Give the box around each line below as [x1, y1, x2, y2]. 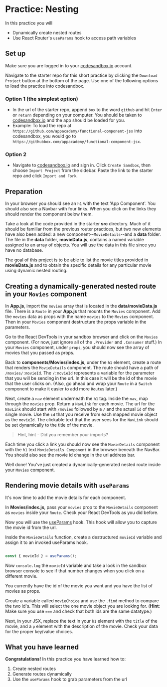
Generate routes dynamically [12, 671, 72, 677]
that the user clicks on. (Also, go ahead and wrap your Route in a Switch [5, 380, 152, 386]
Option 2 [5, 151, 26, 158]
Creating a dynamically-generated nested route [5, 282, 157, 290]
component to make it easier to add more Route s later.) [5, 385, 118, 392]
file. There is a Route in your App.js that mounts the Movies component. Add [5, 308, 161, 314]
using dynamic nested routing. [5, 268, 68, 274]
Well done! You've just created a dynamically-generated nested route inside [5, 461, 161, 467]
